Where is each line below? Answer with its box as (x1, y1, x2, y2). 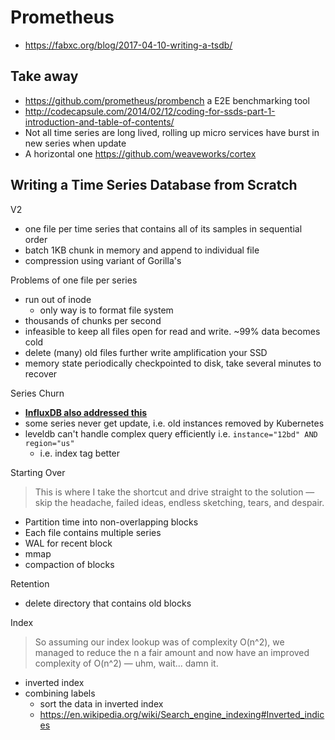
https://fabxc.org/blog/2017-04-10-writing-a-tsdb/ (24, 39, 233, 51)
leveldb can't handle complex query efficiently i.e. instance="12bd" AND (24, 427, 318, 440)
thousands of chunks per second (24, 314, 162, 326)
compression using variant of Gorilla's (24, 254, 182, 266)
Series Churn (10, 387, 65, 399)
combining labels (24, 687, 96, 699)
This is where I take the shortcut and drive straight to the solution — (34, 486, 315, 498)
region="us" (24, 438, 75, 448)
